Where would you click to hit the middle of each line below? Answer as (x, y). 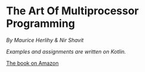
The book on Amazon (32, 63)
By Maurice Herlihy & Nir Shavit (45, 40)
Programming (41, 24)
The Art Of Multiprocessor (72, 11)
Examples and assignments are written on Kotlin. (66, 51)
